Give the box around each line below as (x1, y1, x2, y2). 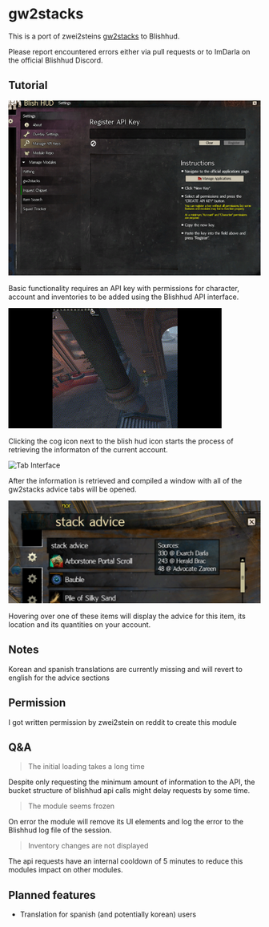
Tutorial (8, 79, 48, 92)
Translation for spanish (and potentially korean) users (19, 909, 197, 919)
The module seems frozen (27, 801, 114, 811)
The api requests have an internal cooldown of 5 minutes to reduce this (8, 856, 243, 866)
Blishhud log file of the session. (8, 825, 112, 835)
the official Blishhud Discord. (8, 55, 103, 65)
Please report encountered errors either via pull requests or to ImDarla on (8, 47, 251, 56)
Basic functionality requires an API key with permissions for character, (8, 283, 240, 293)
